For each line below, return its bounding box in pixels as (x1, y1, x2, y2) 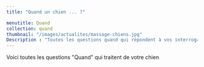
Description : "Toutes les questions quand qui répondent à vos (6, 37, 172, 43)
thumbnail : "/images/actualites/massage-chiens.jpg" (6, 31, 143, 37)
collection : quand (6, 26, 53, 32)
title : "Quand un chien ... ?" (6, 9, 86, 15)
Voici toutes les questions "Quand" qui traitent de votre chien (6, 54, 160, 61)
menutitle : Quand (6, 19, 50, 26)
